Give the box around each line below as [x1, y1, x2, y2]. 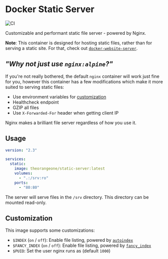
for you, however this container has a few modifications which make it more [5, 78, 163, 84]
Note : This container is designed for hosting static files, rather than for [5, 39, 152, 46]
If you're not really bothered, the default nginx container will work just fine [5, 73, 159, 79]
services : [5, 157, 26, 162]
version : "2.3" [5, 147, 37, 152]
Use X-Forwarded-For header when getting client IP [12, 110, 119, 116]
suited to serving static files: [5, 84, 64, 90]
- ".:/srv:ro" [18, 175, 49, 180]
